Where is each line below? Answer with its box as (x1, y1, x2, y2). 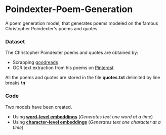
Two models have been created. (5, 104, 72, 110)
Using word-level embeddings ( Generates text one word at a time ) (12, 113, 153, 119)
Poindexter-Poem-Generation (5, 4, 133, 15)
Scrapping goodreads (12, 59, 58, 65)
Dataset (5, 38, 25, 45)
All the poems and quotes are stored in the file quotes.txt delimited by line (5, 75, 160, 81)
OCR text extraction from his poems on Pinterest (12, 64, 114, 71)
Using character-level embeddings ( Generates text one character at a (12, 119, 161, 125)
